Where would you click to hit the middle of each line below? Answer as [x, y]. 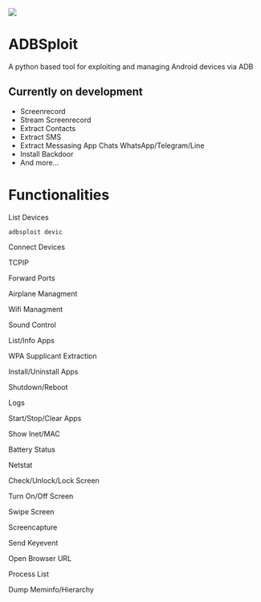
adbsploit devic [35, 232]
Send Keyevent [33, 543]
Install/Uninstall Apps [43, 371]
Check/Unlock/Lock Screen [54, 480]
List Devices [29, 217]
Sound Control [32, 325]
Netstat [20, 465]
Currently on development [75, 92]
